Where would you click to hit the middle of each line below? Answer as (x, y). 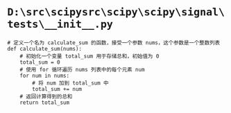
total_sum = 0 (40, 62)
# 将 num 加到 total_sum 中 (70, 83)
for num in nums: (45, 76)
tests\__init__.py (60, 25)
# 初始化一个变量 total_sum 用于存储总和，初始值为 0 (89, 56)
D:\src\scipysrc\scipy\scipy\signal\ (116, 12)
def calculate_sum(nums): (44, 49)
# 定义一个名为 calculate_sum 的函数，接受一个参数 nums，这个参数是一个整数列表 (114, 43)
